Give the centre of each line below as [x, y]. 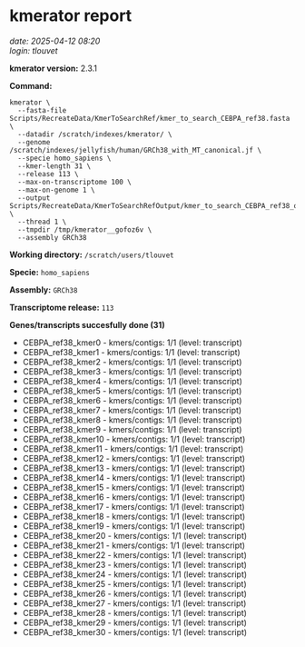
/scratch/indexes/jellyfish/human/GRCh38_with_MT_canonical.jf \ [135, 150]
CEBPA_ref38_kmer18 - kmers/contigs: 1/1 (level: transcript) [134, 516]
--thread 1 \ [42, 222]
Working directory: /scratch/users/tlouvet [92, 254]
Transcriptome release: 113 [62, 307]
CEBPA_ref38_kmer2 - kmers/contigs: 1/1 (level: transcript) [132, 362]
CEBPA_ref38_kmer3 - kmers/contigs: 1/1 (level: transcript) [132, 371]
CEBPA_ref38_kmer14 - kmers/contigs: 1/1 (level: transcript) [134, 477]
